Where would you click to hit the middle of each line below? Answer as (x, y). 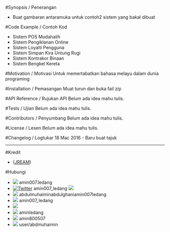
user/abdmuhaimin (38, 224)
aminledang (31, 212)
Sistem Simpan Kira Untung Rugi (47, 53)
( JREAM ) (22, 162)
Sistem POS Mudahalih (36, 37)
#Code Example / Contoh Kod (36, 27)
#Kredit (13, 152)
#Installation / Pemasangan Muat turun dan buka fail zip (63, 89)
